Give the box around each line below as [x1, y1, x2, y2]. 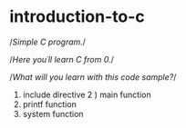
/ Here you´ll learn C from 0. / [9, 54, 114, 64]
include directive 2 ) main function [22, 89, 152, 100]
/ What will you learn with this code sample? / [9, 71, 177, 83]
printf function [22, 98, 77, 110]
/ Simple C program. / [9, 36, 87, 47]
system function [22, 108, 84, 119]
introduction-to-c [9, 6, 145, 27]
